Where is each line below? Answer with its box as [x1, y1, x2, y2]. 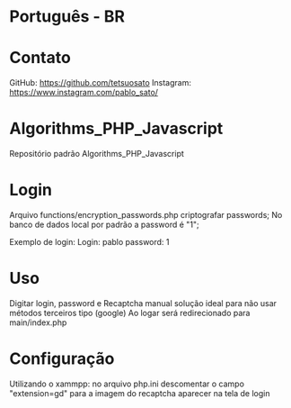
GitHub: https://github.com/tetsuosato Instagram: [9, 77, 191, 88]
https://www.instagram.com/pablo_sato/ [9, 87, 159, 98]
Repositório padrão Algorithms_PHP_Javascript [9, 149, 184, 159]
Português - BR [9, 6, 126, 27]
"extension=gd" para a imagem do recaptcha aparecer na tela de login [9, 387, 270, 398]
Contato [9, 48, 72, 68]
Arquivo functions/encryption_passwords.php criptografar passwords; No [9, 210, 283, 220]
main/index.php [9, 317, 67, 328]
